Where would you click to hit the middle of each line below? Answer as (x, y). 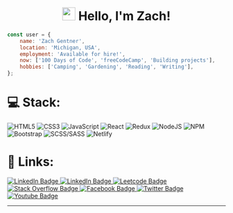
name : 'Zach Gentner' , (52, 41)
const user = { (29, 35)
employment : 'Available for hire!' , (73, 54)
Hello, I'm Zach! (124, 16)
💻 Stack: (34, 102)
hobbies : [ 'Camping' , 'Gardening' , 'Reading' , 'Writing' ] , (107, 67)
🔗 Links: (31, 162)
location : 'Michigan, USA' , (60, 48)
